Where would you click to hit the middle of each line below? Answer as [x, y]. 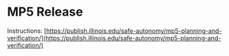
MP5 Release [45, 12]
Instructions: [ [27, 31]
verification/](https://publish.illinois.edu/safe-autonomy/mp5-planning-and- [114, 38]
